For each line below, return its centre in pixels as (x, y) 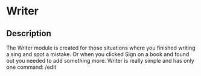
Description (29, 33)
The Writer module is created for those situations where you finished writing (101, 48)
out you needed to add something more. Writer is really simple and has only (100, 61)
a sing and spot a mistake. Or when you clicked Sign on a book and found (98, 54)
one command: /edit (31, 67)
